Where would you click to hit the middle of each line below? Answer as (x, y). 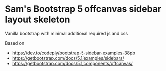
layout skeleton (38, 20)
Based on (15, 43)
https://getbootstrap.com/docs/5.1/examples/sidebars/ (68, 58)
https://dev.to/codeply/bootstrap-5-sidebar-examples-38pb (74, 53)
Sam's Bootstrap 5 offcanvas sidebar (83, 9)
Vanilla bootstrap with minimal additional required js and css (67, 33)
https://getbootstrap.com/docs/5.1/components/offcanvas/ (72, 63)
